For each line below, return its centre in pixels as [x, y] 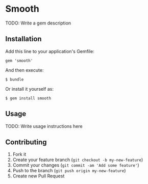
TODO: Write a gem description [38, 23]
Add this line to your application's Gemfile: [50, 51]
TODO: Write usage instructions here [44, 126]
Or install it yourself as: [29, 89]
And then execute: [24, 70]
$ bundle [15, 80]
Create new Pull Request [39, 176]
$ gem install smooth [28, 98]
